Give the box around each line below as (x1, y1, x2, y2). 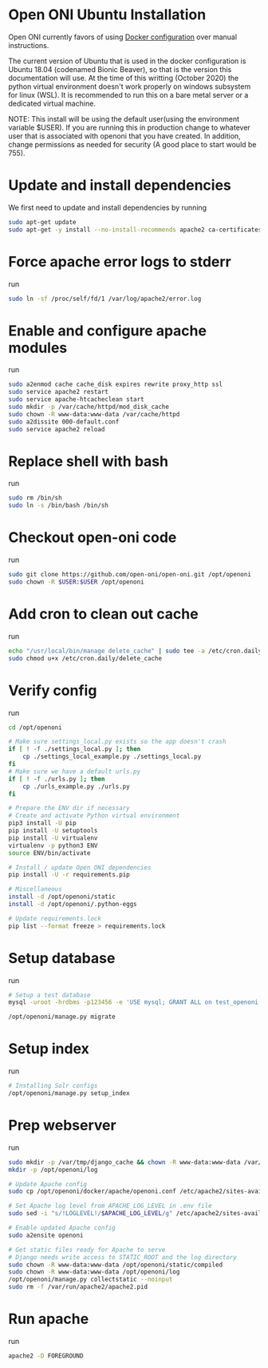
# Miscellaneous (8, 885, 62, 893)
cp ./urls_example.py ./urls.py (22, 782, 130, 790)
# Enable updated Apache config (8, 1224, 116, 1232)
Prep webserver (8, 1117, 117, 1134)
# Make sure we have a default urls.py (8, 767, 141, 776)
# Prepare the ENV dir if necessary (8, 804, 130, 812)
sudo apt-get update (8, 218, 77, 226)
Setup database (8, 949, 116, 967)
